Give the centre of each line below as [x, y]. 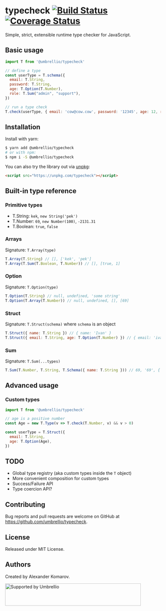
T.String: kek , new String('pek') [45, 216]
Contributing [25, 505]
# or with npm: [21, 153]
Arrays [14, 239]
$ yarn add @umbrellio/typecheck [40, 148]
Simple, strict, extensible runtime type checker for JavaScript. [68, 35]
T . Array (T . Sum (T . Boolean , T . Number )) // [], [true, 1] [63, 264]
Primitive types [24, 205]
